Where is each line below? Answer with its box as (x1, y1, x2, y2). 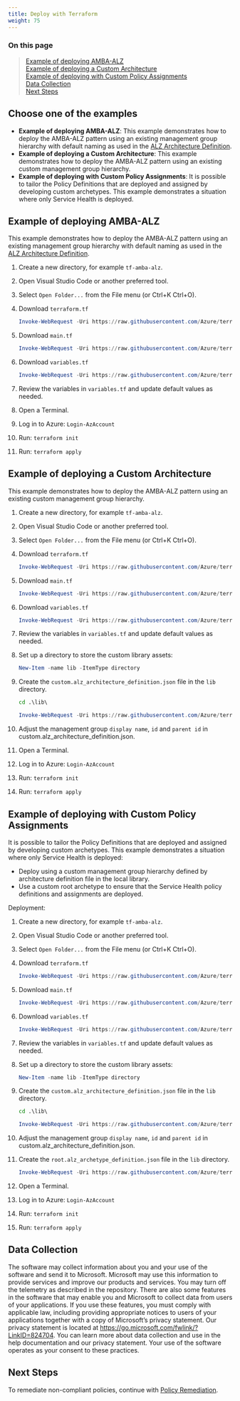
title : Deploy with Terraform (8, 10, 98, 18)
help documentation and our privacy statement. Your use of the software (8, 1338, 221, 1347)
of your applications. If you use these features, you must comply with (8, 1301, 212, 1309)
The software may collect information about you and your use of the (8, 1262, 208, 1271)
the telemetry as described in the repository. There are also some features (8, 1285, 226, 1293)
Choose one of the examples (8, 108, 138, 120)
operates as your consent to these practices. (8, 1345, 140, 1354)
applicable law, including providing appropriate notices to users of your (8, 1308, 216, 1316)
